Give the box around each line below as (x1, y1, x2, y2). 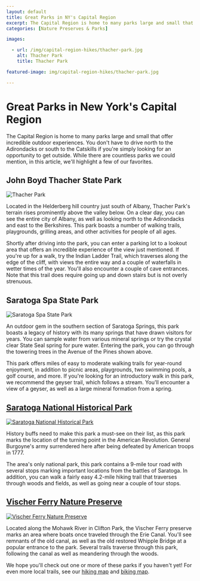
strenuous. (6, 278, 33, 285)
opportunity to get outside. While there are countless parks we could (6, 151, 176, 159)
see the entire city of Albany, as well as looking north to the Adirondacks (6, 215, 184, 223)
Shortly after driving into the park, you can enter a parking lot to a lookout (6, 240, 187, 247)
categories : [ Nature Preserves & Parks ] (6, 25, 109, 32)
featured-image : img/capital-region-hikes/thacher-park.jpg (6, 69, 159, 75)
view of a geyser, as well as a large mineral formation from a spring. (6, 385, 173, 393)
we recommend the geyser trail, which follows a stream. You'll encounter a (6, 379, 190, 386)
